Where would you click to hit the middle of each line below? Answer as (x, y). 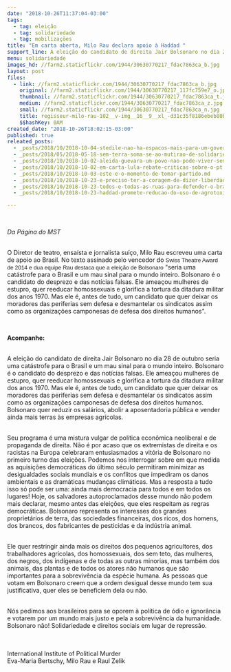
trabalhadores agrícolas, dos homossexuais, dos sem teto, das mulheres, (111, 554)
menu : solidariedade (37, 59)
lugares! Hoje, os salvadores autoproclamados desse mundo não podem (110, 496)
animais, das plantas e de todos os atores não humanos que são (98, 569)
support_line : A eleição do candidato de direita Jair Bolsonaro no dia (113, 52)
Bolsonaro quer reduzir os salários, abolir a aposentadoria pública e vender (114, 410)
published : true (30, 135)
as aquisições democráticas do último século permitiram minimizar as (106, 467)
